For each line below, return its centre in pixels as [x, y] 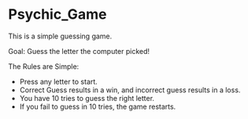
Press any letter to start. [59, 81]
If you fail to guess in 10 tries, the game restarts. [98, 106]
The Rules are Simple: [44, 66]
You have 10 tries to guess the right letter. [87, 98]
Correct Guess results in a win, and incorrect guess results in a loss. [130, 90]
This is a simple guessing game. [60, 36]
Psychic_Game [57, 14]
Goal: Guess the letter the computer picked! [79, 51]
